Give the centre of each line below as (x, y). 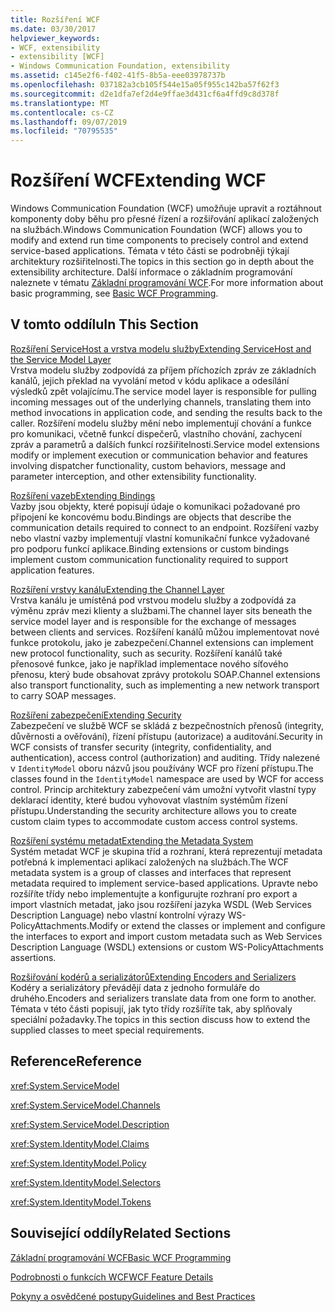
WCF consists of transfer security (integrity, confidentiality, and (141, 747)
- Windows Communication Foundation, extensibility (120, 66)
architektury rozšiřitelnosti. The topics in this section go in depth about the (162, 262)
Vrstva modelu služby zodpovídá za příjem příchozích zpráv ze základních (163, 370)
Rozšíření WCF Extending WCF (138, 180)
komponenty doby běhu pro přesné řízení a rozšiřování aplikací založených (165, 219)
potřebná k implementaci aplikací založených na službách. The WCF (150, 862)
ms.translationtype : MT (60, 103)
